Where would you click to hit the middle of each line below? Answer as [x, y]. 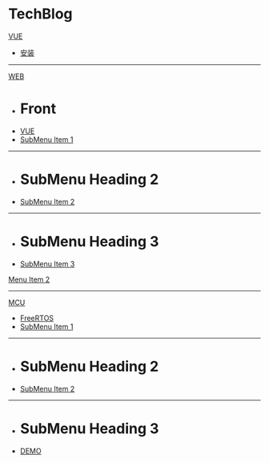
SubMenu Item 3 [47, 264]
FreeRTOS [37, 318]
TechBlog [41, 14]
